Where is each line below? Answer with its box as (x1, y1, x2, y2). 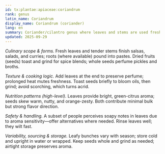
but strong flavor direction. (5, 103, 59, 109)
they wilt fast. (5, 123, 33, 129)
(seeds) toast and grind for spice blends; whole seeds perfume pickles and (5, 58, 157, 64)
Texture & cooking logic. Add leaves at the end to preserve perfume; (5, 73, 144, 79)
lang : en (5, 26, 23, 30)
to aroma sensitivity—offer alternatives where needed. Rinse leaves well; (5, 118, 152, 124)
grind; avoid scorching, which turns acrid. (5, 83, 89, 89)
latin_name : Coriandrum (5, 16, 54, 21)
